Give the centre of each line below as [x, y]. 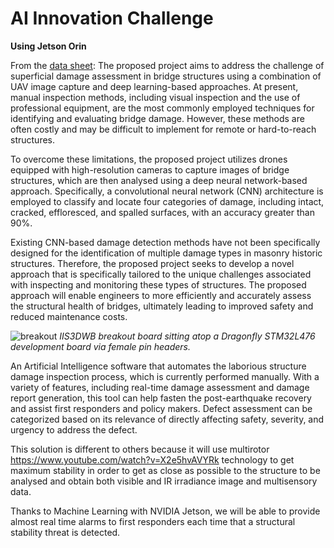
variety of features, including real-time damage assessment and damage [160, 387]
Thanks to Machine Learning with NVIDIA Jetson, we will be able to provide [165, 511]
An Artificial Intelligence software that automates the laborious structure [158, 366]
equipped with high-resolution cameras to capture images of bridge [150, 169]
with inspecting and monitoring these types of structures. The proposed [158, 284]
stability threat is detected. [65, 532]
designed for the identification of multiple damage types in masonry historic [166, 253]
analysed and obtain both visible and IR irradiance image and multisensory [164, 481]
